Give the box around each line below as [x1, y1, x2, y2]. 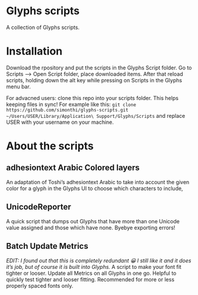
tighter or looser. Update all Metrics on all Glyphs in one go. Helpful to [6, 270, 177, 277]
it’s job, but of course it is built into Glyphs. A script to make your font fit [6, 263, 182, 270]
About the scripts [6, 139, 94, 153]
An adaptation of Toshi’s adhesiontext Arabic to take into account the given [6, 178, 190, 185]
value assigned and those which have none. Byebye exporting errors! [6, 224, 175, 231]
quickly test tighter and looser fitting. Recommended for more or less [6, 275, 175, 283]
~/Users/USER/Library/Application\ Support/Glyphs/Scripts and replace [6, 112, 186, 119]
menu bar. [6, 83, 31, 90]
